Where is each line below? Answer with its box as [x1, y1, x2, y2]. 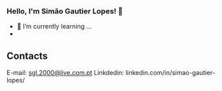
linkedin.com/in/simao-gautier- [125, 69, 216, 77]
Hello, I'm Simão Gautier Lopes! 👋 [6, 6, 123, 16]
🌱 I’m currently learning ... [16, 22, 92, 31]
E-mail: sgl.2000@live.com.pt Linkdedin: [6, 69, 124, 77]
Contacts [6, 50, 49, 62]
